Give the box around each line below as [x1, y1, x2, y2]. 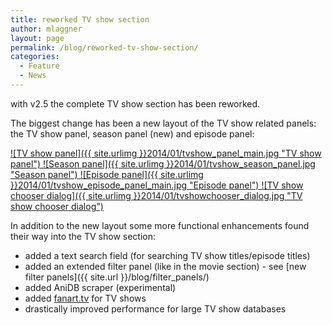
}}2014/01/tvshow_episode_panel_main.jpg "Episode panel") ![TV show [10, 179, 304, 191]
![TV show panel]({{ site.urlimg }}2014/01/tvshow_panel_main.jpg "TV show [10, 147, 322, 159]
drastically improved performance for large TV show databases [24, 302, 287, 315]
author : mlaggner [10, 24, 83, 34]
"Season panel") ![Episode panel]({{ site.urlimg [10, 168, 204, 180]
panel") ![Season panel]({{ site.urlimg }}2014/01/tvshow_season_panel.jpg [10, 157, 316, 170]
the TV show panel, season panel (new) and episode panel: [10, 127, 255, 140]
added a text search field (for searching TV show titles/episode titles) [24, 249, 311, 261]
